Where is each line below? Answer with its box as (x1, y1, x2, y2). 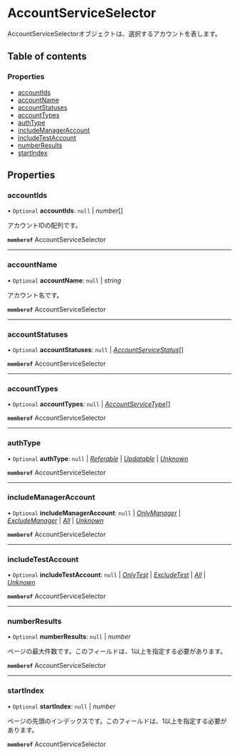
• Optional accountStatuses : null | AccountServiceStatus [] (7, 345, 184, 354)
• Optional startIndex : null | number (7, 702, 116, 711)
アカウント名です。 (7, 290, 63, 299)
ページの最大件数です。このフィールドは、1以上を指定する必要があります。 (7, 647, 227, 656)
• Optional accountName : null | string (7, 276, 122, 285)
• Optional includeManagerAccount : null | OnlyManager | (7, 509, 181, 517)
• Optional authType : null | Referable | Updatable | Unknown (7, 454, 188, 463)
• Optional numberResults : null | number (7, 632, 132, 641)
